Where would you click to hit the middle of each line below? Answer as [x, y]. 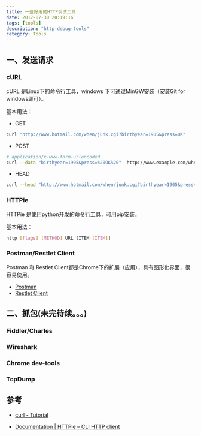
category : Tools [26, 34]
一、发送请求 [30, 60]
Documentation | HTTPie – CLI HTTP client [67, 426]
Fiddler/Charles [29, 331]
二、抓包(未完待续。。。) [47, 313]
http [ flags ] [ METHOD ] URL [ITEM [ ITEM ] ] [59, 238]
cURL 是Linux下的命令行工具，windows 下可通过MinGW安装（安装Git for [96, 91]
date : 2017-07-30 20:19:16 [40, 17]
